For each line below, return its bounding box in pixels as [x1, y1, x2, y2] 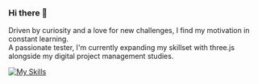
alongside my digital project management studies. [8, 52, 174, 61]
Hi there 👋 [8, 7, 48, 19]
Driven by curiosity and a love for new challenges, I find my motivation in [8, 26, 250, 36]
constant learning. [8, 34, 69, 44]
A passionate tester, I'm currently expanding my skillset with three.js [8, 43, 235, 52]
